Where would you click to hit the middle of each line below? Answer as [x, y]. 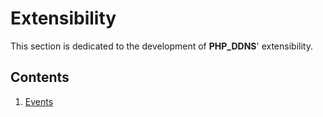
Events [39, 101]
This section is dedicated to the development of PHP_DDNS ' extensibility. [161, 46]
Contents [40, 77]
